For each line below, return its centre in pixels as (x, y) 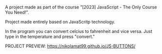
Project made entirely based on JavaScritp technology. (60, 22)
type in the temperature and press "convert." (50, 37)
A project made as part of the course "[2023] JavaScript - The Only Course (81, 7)
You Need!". (17, 12)
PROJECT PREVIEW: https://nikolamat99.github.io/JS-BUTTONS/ (70, 46)
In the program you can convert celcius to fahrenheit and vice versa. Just (79, 31)
